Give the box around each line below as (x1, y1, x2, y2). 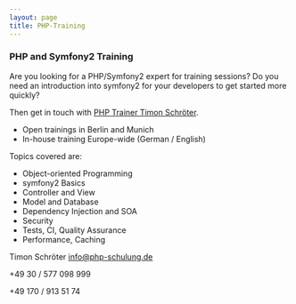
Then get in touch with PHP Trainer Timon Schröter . (9, 107, 199, 117)
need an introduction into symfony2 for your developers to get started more (9, 80, 287, 91)
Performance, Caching (21, 234, 106, 244)
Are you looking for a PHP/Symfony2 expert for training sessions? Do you (9, 70, 279, 81)
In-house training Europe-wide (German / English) (21, 133, 207, 144)
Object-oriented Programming (21, 168, 133, 179)
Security (21, 215, 53, 226)
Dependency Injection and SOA (21, 205, 138, 216)
